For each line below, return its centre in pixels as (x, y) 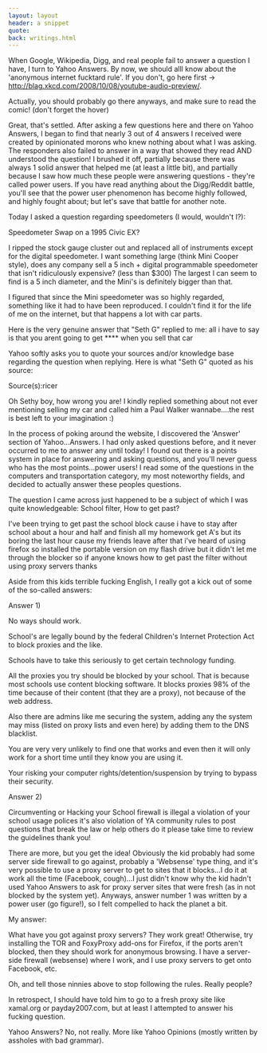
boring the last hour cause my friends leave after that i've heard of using (127, 541)
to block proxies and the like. (55, 645)
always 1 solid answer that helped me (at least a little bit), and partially (123, 167)
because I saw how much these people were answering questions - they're (132, 176)
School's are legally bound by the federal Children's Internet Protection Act (132, 637)
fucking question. (37, 1016)
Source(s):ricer (33, 386)
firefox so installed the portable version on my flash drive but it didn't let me (133, 549)
